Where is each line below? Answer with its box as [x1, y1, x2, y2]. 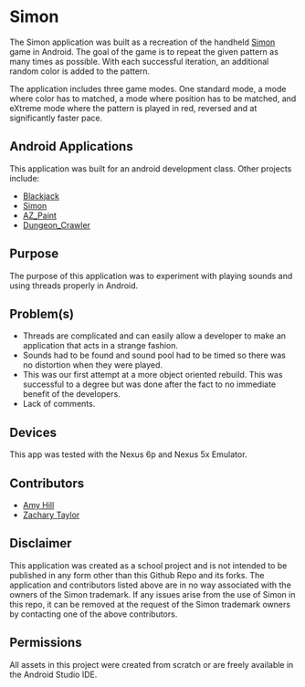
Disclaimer [9, 536, 72, 551]
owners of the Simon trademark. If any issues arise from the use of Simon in [9, 588, 296, 599]
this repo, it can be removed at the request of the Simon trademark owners [9, 599, 290, 609]
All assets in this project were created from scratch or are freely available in [9, 659, 294, 670]
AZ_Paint [22, 210, 58, 221]
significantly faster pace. [9, 112, 103, 123]
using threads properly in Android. [9, 280, 139, 291]
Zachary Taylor [22, 509, 80, 520]
